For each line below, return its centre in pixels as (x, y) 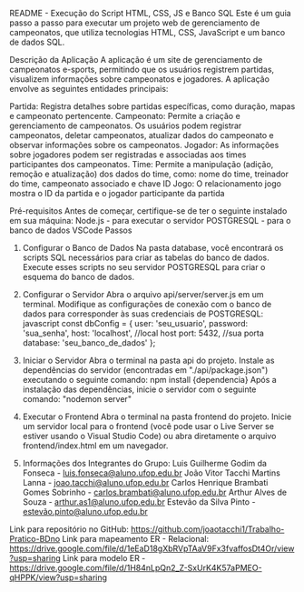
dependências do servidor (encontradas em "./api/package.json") (145, 370)
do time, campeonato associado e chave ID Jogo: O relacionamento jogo (145, 184)
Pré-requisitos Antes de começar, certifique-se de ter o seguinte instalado (148, 211)
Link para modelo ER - (104, 558)
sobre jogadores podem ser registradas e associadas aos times (128, 155)
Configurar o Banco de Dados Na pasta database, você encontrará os (153, 248)
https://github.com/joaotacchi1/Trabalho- (208, 529)
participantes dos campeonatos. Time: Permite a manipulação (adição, (142, 164)
